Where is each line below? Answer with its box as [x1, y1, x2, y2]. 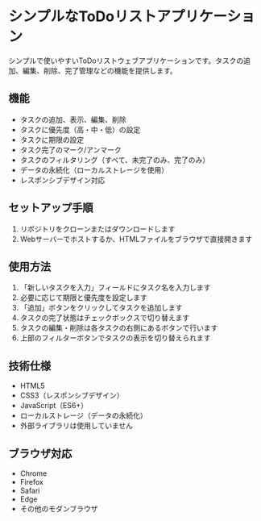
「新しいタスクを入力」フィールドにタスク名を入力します [19, 283, 211, 293]
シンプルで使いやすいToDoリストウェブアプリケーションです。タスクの [8, 56, 244, 65]
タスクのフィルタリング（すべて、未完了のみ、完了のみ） [19, 155, 210, 165]
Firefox [19, 477, 44, 486]
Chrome [19, 469, 48, 478]
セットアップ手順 [8, 201, 93, 215]
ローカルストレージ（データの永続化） [19, 411, 147, 420]
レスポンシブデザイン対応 [19, 175, 106, 185]
